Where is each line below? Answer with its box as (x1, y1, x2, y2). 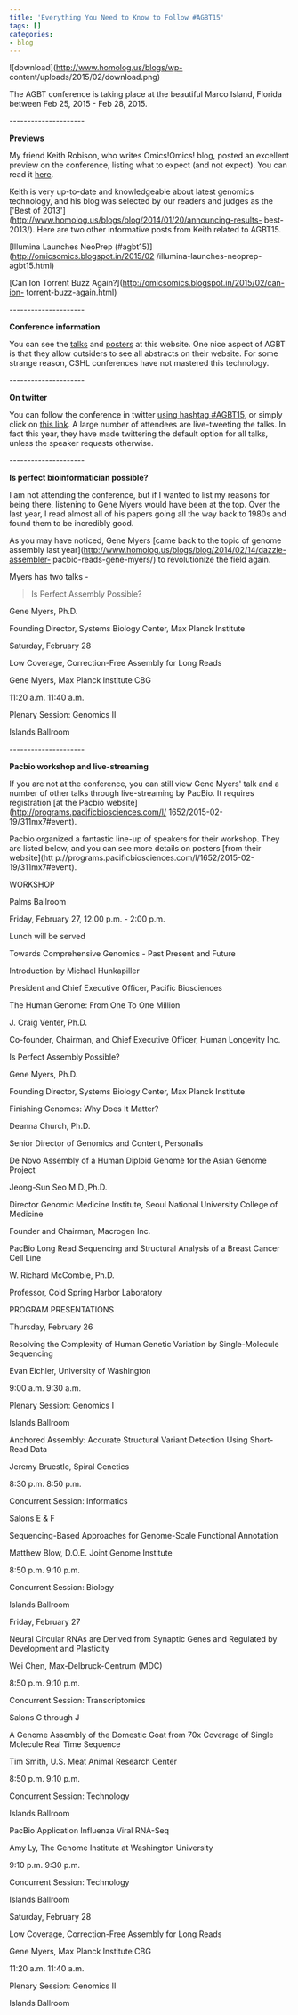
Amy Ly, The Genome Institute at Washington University (9, 1842, 213, 1853)
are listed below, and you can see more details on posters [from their (9, 843, 262, 854)
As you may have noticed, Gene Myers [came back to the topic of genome (9, 535, 282, 546)
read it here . (9, 169, 54, 180)
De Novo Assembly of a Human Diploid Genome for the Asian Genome (9, 1155, 267, 1166)
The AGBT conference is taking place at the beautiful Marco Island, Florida (9, 89, 283, 100)
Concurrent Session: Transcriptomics (9, 1695, 146, 1706)
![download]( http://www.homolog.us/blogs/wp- (9, 62, 183, 73)
